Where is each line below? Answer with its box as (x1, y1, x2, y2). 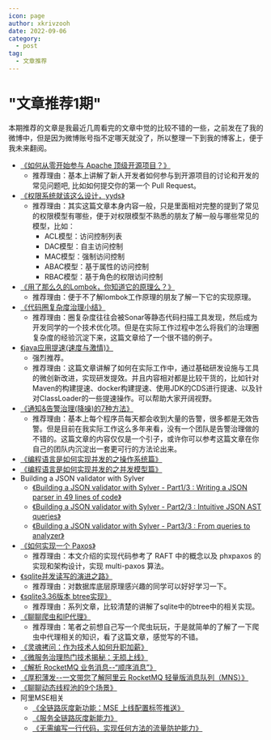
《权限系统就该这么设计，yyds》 (19, 190, 125, 200)
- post (15, 42, 38, 50)
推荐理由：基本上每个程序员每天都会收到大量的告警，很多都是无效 (32, 413, 252, 423)
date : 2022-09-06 (8, 27, 67, 35)
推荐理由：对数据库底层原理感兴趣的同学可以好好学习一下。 (32, 581, 231, 591)
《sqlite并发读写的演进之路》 (19, 571, 113, 580)
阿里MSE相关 (19, 692, 65, 702)
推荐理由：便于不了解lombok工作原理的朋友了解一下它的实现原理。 (32, 292, 256, 302)
